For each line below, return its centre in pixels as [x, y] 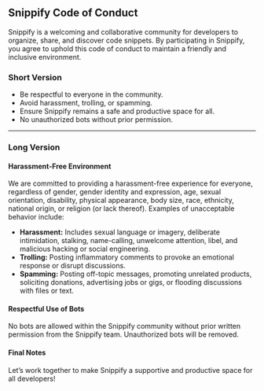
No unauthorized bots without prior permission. [96, 120]
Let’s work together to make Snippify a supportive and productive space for [130, 370]
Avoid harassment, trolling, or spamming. [86, 103]
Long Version [34, 147]
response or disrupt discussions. [72, 266]
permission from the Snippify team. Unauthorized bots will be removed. [124, 334]
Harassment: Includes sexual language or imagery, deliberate [119, 232]
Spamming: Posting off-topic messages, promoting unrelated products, [136, 274]
